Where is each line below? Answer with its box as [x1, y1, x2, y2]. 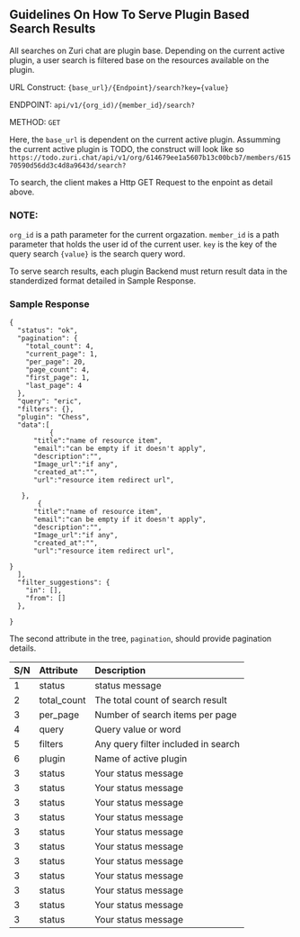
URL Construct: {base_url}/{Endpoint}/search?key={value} [9, 81, 229, 93]
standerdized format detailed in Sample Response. [9, 275, 197, 286]
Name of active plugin [93, 752, 188, 765]
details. [9, 643, 37, 653]
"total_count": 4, [25, 342, 94, 351]
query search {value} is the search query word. [9, 248, 186, 259]
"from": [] [25, 594, 66, 603]
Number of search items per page [93, 708, 237, 721]
